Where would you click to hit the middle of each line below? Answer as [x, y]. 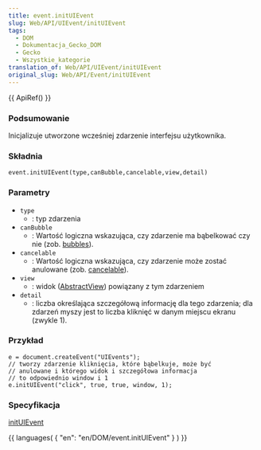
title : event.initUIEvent [51, 16]
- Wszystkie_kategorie [53, 61]
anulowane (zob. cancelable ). [80, 269]
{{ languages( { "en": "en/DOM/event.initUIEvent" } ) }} [98, 438]
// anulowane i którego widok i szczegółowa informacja [103, 371]
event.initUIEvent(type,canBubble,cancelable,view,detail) [108, 173]
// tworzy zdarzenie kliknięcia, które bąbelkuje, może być [110, 364]
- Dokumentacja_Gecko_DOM [58, 45]
